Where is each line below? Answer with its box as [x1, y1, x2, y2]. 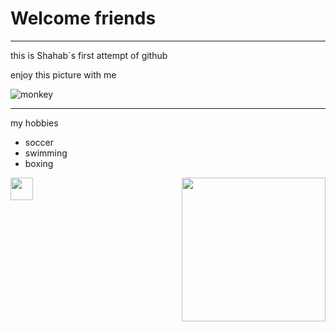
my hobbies [10, 117, 59, 129]
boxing [24, 157, 54, 169]
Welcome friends [10, 7, 157, 30]
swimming [24, 147, 68, 159]
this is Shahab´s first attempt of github [10, 49, 168, 61]
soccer [24, 136, 55, 148]
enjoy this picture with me [10, 68, 117, 81]
